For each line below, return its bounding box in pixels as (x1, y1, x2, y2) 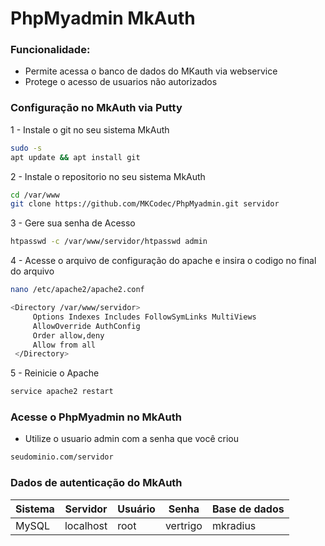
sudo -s (10, 143, 43, 153)
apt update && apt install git (10, 152, 141, 162)
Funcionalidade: (10, 43, 91, 57)
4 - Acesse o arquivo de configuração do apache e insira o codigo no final (10, 255, 317, 267)
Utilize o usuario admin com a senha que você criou (24, 433, 239, 445)
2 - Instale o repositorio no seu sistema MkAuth (10, 170, 206, 182)
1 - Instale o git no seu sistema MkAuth (10, 123, 170, 136)
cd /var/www (10, 190, 60, 200)
